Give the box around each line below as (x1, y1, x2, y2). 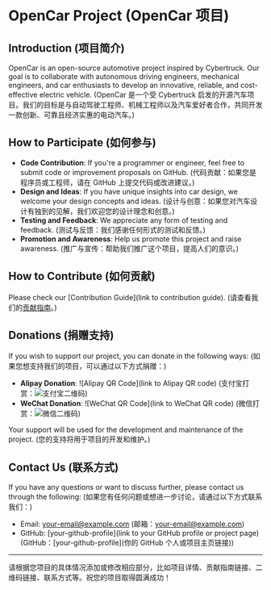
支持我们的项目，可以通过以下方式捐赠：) (29, 362, 167, 371)
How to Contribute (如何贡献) (8, 270, 156, 283)
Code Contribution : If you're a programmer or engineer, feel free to (19, 157, 244, 167)
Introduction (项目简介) (8, 41, 125, 55)
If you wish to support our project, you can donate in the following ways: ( (8, 351, 254, 361)
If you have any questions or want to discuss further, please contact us (8, 483, 244, 492)
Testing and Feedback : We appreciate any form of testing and (19, 215, 228, 225)
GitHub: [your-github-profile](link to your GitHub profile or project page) (19, 529, 260, 538)
